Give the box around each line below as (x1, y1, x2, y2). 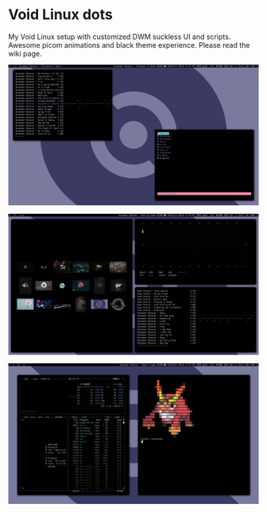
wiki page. (8, 48, 42, 58)
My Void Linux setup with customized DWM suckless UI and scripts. (8, 32, 231, 41)
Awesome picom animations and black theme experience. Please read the (8, 40, 250, 49)
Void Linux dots (8, 6, 113, 24)
